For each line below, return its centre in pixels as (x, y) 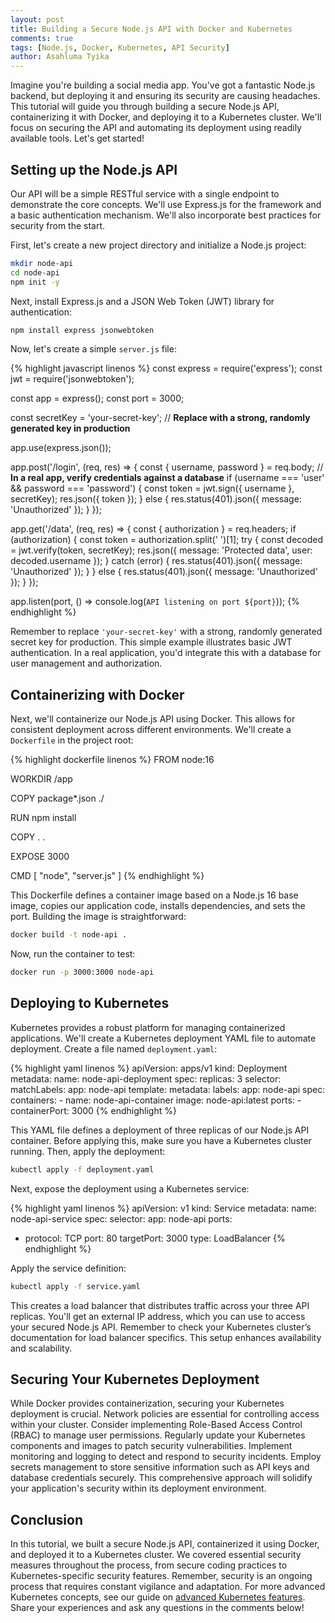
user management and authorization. (86, 663)
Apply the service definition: (68, 1268)
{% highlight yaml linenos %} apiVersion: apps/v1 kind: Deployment (149, 1068)
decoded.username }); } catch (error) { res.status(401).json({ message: (156, 561)
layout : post (37, 19)
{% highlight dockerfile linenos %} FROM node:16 (112, 760)
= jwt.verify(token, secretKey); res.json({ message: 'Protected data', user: (161, 550)
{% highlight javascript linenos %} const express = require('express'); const (166, 368)
